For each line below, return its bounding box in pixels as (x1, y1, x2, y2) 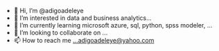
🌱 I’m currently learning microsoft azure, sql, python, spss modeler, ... (13, 21, 213, 29)
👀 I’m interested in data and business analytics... (13, 14, 152, 22)
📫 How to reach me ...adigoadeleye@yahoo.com (13, 37, 155, 44)
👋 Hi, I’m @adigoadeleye (13, 7, 85, 14)
